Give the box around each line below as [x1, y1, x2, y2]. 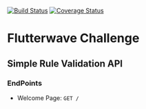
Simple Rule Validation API [7, 58, 123, 69]
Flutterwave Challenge [7, 31, 140, 46]
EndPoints [7, 78, 43, 88]
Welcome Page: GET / [17, 93, 79, 102]
